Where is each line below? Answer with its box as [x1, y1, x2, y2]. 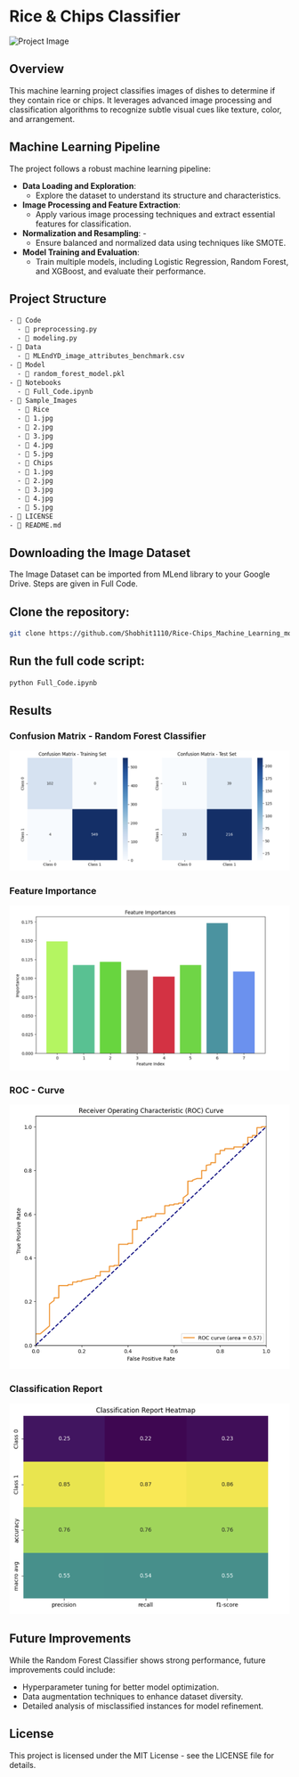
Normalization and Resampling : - [21, 227, 147, 238]
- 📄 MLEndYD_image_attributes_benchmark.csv [17, 352, 185, 361]
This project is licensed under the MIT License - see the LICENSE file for [9, 1749, 274, 1761]
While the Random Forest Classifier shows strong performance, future [9, 1655, 266, 1666]
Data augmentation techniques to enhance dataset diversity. [21, 1691, 244, 1701]
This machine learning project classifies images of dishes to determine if [9, 85, 276, 95]
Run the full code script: [9, 653, 145, 669]
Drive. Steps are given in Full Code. [9, 578, 138, 589]
